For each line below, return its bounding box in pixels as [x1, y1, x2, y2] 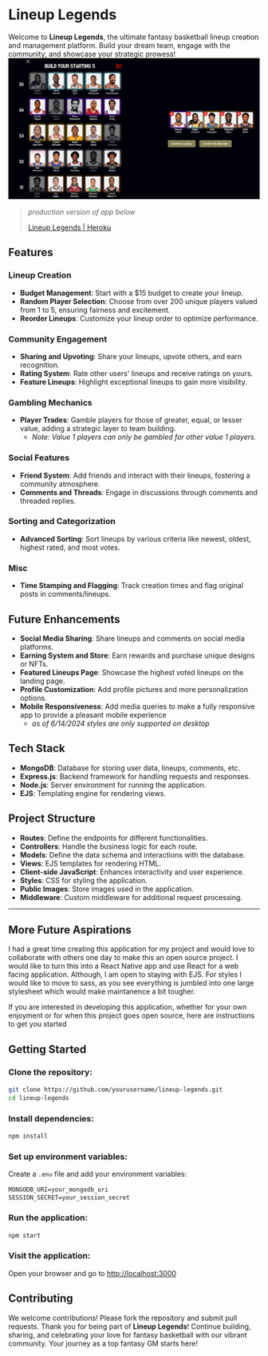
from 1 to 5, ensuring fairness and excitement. [19, 305, 171, 314]
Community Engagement [8, 334, 108, 345]
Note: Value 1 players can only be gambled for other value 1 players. [31, 432, 257, 442]
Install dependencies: [8, 1113, 94, 1124]
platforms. [19, 642, 54, 651]
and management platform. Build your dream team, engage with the [8, 40, 231, 50]
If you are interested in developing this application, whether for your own [8, 1002, 247, 1012]
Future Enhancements [8, 612, 121, 626]
